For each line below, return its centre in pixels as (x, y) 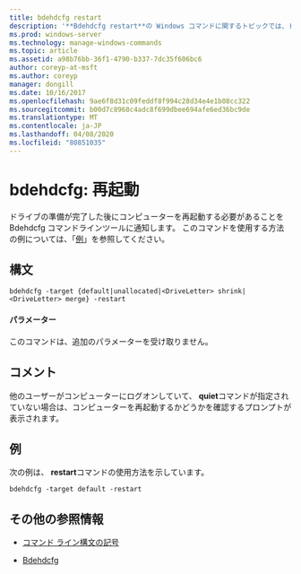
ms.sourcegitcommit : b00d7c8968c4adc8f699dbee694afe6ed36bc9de (130, 109)
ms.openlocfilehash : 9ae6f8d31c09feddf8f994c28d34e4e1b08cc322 (130, 101)
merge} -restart (96, 299)
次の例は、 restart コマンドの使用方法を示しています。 (109, 473)
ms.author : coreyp (43, 76)
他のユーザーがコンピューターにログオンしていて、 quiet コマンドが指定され (149, 396)
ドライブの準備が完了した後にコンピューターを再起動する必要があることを (146, 216)
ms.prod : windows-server (56, 34)
